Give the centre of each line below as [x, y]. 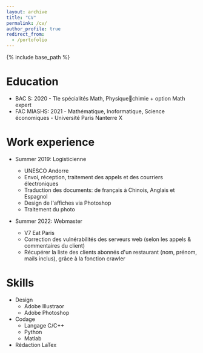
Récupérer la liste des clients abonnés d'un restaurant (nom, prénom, [111, 252]
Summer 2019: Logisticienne [51, 159]
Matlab [33, 338]
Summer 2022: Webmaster [49, 221]
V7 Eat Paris [39, 233]
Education [32, 82]
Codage [25, 319]
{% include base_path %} [38, 57]
